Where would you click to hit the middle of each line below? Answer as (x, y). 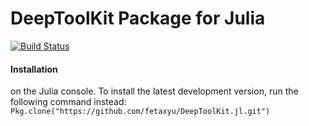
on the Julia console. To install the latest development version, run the (154, 91)
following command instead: (68, 102)
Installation (34, 69)
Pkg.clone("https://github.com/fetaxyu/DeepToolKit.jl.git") (140, 112)
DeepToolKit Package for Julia (138, 18)
